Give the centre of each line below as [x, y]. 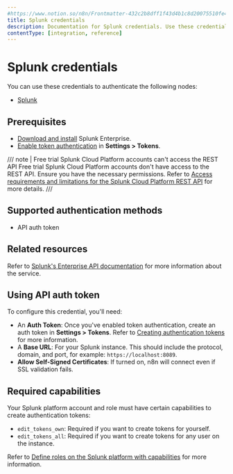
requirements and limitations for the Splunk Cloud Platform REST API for [110, 181]
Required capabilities [54, 391]
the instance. [36, 443]
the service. [24, 273]
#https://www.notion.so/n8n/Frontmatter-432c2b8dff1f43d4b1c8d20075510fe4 [118, 14]
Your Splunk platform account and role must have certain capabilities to [109, 408]
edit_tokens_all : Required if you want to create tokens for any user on [118, 436]
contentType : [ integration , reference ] [65, 33]
